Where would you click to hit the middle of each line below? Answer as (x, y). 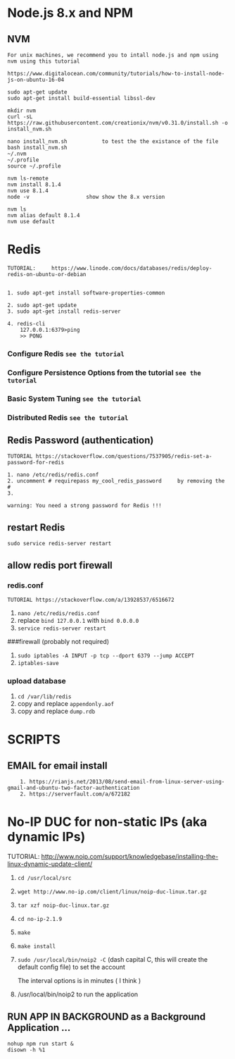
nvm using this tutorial (44, 61)
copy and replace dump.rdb (56, 711)
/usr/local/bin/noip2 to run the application (78, 994)
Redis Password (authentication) (81, 441)
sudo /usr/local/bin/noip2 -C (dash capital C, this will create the (113, 960)
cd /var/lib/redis (44, 697)
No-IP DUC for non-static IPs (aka (107, 822)
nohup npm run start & (40, 1043)
